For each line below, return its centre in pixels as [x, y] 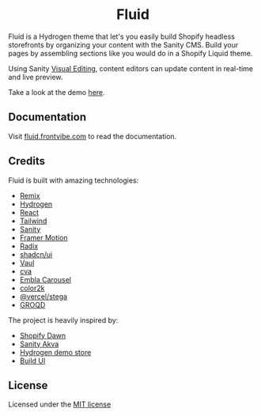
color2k [32, 288]
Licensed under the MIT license [60, 404]
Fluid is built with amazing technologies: [74, 180]
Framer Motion [44, 237]
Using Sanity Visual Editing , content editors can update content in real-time [131, 68]
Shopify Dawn [43, 335]
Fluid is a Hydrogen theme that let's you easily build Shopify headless [122, 36]
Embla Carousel [45, 279]
